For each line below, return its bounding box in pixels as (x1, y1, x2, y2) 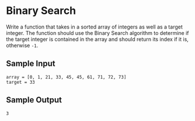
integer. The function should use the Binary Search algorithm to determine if (6, 29, 189, 36)
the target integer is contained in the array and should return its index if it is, (6, 35, 189, 42)
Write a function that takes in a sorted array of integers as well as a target (6, 23, 183, 30)
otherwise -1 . (6, 42, 39, 49)
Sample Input (6, 59, 55, 69)
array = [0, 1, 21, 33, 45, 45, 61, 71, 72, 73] (6, 74, 127, 80)
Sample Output (6, 95, 62, 105)
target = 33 (6, 79, 35, 85)
